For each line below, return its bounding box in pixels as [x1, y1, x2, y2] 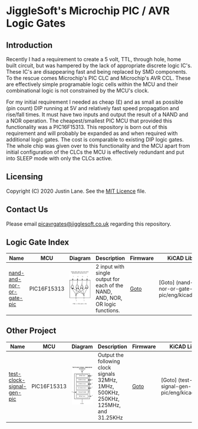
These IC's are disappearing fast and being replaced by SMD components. [6, 68, 187, 75]
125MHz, [98, 402, 121, 409]
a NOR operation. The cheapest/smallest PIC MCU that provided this [6, 117, 173, 124]
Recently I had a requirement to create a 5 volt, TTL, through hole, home [6, 56, 181, 62]
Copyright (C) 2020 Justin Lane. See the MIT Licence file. [6, 187, 146, 194]
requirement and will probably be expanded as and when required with [6, 130, 178, 137]
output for [95, 276, 120, 283]
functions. [95, 307, 120, 314]
